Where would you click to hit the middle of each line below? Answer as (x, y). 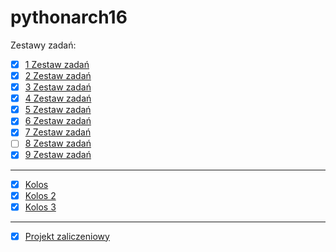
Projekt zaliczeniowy (67, 236)
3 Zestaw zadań (58, 87)
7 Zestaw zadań (58, 132)
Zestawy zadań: (43, 45)
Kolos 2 (40, 195)
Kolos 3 (40, 207)
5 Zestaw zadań (58, 110)
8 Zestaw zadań (58, 143)
